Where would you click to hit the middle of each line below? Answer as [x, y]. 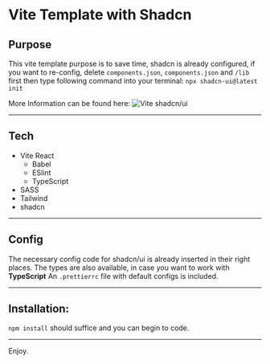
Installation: [39, 309]
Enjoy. [18, 351]
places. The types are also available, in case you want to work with [119, 268]
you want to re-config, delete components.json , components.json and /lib [129, 72]
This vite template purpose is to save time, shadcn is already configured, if [132, 63]
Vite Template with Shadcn [100, 15]
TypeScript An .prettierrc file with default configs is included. [113, 276]
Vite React [37, 155]
